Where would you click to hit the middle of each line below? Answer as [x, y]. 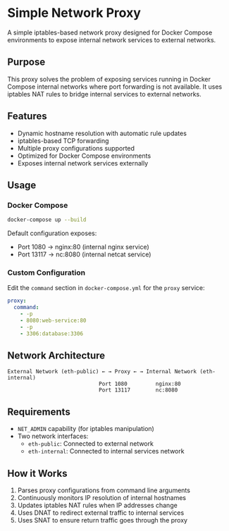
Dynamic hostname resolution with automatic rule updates [102, 133]
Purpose [26, 62]
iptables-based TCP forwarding [63, 140]
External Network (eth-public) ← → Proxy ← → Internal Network [102, 372]
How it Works [37, 473]
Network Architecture [56, 356]
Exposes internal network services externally [83, 163]
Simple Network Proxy [74, 13]
